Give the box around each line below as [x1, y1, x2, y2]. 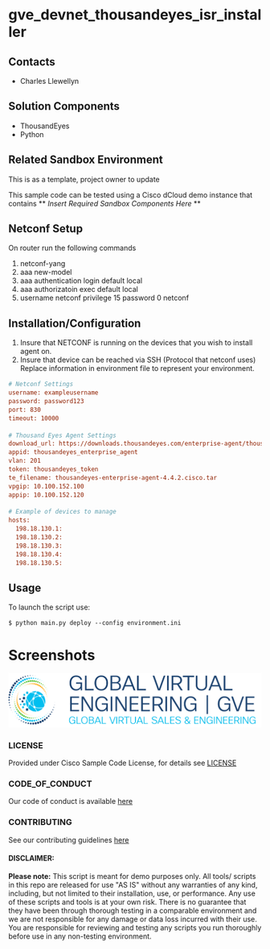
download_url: [8, 439, 56, 448]
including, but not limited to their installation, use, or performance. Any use [8, 889, 256, 898]
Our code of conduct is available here [8, 797, 133, 806]
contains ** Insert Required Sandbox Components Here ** [8, 198, 201, 208]
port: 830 [8, 406, 42, 414]
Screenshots [8, 646, 96, 664]
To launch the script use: [8, 602, 91, 612]
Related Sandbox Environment [8, 153, 163, 167]
